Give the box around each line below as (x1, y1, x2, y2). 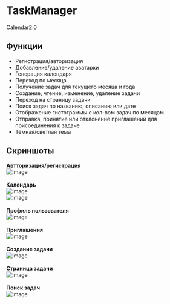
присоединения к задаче (15, 122, 80, 129)
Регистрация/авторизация (15, 57, 83, 64)
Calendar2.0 (6, 24, 38, 31)
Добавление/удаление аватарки (15, 64, 99, 71)
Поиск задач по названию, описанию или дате (15, 102, 136, 110)
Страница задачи (6, 265, 53, 272)
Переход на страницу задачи (15, 96, 91, 103)
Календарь (6, 181, 36, 188)
